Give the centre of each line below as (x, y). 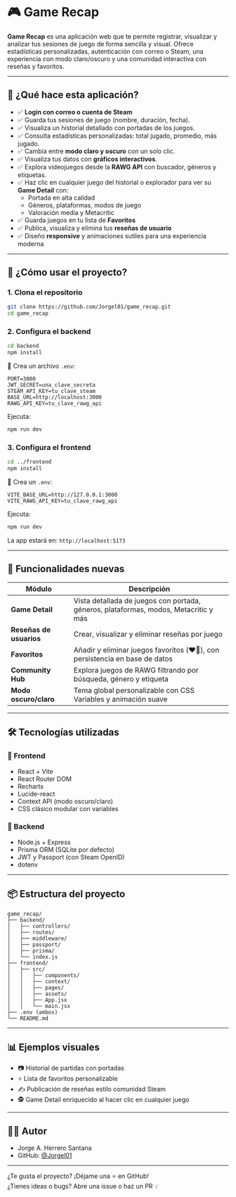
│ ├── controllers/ (39, 926)
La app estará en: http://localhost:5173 (66, 541)
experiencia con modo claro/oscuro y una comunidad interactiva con (107, 58)
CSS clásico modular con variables (68, 808)
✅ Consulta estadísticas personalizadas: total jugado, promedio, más (117, 136)
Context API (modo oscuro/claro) (65, 801)
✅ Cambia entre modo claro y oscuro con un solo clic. (96, 151)
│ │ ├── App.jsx (38, 1000)
